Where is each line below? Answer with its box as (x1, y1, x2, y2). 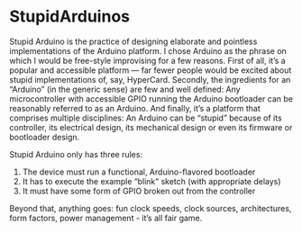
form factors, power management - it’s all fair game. (9, 212, 203, 223)
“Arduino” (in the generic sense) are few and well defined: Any (9, 84, 241, 94)
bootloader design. (9, 131, 80, 142)
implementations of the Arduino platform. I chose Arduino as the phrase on (9, 45, 287, 56)
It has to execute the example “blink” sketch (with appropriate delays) (22, 175, 281, 186)
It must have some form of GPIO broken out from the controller (22, 185, 256, 196)
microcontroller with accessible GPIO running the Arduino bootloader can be (9, 93, 293, 104)
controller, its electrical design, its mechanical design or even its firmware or (9, 121, 293, 132)
